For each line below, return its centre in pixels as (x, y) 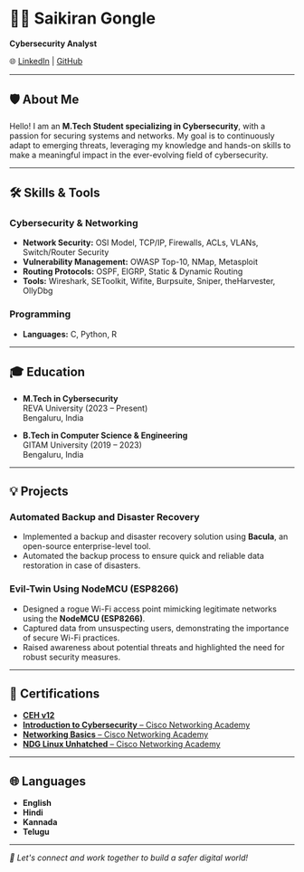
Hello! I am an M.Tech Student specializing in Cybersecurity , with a (138, 126)
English (37, 803)
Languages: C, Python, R (70, 334)
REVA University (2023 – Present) (85, 408)
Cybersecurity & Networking (74, 223)
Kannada (40, 822)
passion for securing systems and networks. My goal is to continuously (142, 136)
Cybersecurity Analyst (53, 43)
